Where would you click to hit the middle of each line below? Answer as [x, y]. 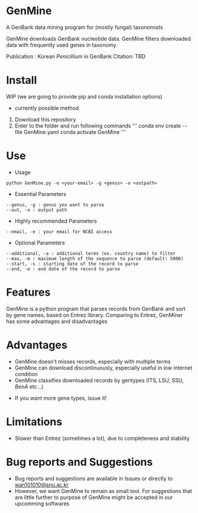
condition [26, 374]
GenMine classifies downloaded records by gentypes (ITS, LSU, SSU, [99, 380]
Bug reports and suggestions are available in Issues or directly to [94, 478]
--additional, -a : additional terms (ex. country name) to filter [91, 253]
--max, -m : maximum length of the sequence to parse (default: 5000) [95, 259]
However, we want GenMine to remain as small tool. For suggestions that [103, 491]
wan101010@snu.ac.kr [42, 485]
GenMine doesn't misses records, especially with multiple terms [92, 361]
